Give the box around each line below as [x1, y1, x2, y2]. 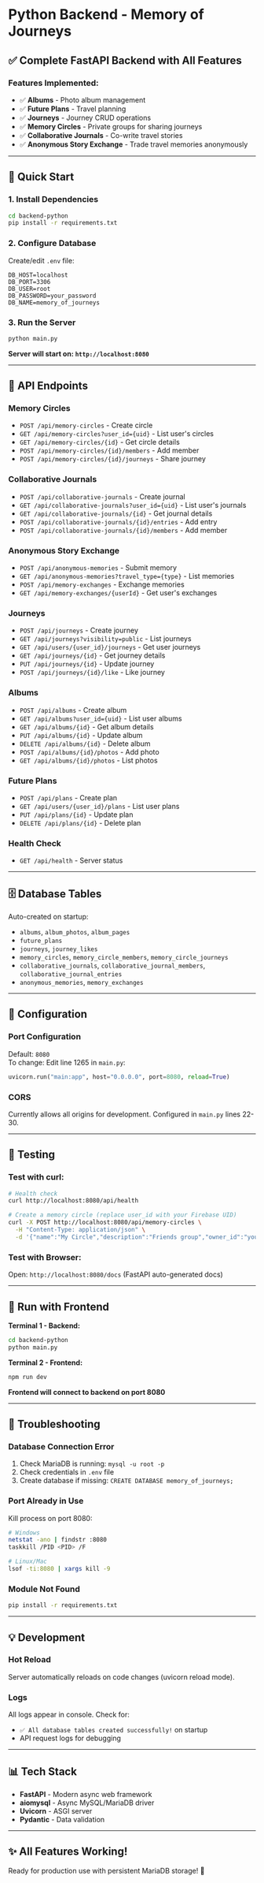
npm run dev [8, 1373, 47, 1381]
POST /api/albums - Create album [19, 705, 127, 714]
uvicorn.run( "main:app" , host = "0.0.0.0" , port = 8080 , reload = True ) [8, 1072, 230, 1081]
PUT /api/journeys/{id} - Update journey [19, 659, 155, 669]
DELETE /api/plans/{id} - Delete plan [19, 818, 141, 827]
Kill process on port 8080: [8, 1513, 93, 1523]
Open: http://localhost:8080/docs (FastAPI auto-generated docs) [8, 1270, 224, 1279]
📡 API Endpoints [8, 379, 89, 393]
